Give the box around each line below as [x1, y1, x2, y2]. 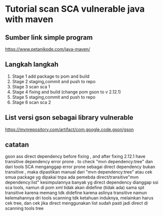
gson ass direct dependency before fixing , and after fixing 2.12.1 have [5, 153, 145, 159]
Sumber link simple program [5, 33, 93, 42]
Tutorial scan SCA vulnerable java [5, 3, 145, 15]
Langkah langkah [5, 60, 59, 69]
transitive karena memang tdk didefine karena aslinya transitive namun [5, 190, 147, 196]
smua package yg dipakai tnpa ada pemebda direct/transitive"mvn [5, 174, 139, 180]
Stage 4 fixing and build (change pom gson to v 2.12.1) [12, 89, 121, 95]
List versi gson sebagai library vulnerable [5, 113, 134, 122]
